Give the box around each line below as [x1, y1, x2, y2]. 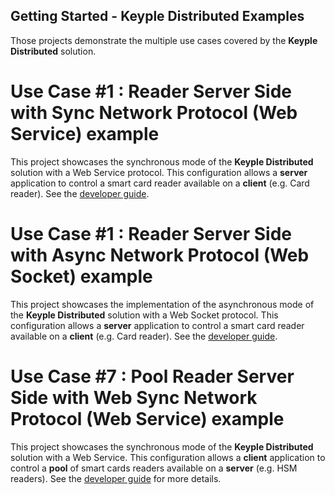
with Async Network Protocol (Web [10, 244, 310, 266]
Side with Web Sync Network [10, 386, 258, 409]
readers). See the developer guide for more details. [10, 472, 222, 484]
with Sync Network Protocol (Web [10, 102, 298, 124]
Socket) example [10, 265, 153, 288]
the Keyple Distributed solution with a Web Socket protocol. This [10, 309, 279, 321]
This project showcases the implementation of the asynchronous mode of [10, 298, 315, 310]
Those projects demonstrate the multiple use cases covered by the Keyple [10, 34, 318, 46]
